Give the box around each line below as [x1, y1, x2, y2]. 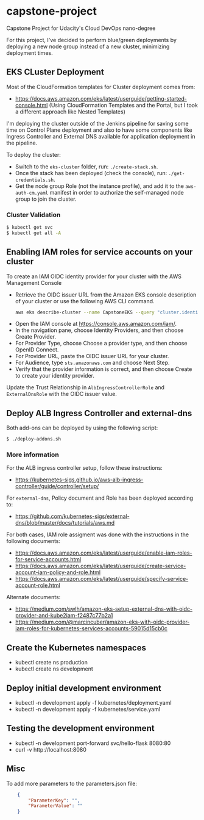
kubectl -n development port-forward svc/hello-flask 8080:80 [15, 739, 171, 747]
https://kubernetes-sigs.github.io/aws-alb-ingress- [15, 476, 144, 483]
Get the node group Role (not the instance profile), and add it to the [15, 182, 185, 190]
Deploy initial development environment [6, 683, 161, 693]
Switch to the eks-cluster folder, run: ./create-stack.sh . [15, 163, 158, 170]
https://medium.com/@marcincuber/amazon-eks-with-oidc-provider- [15, 618, 190, 626]
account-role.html [15, 581, 60, 589]
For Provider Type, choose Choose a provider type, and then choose [15, 340, 188, 347]
